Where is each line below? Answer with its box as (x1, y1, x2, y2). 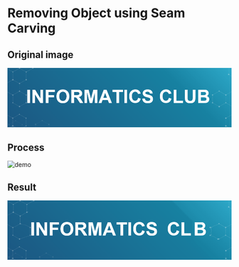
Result (7, 181, 37, 193)
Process (7, 141, 45, 153)
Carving (7, 20, 56, 36)
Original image (7, 49, 74, 61)
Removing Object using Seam (7, 5, 186, 21)
